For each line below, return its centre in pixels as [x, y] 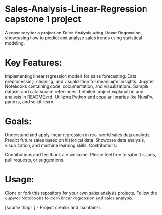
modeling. [15, 43]
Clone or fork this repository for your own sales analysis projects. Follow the [81, 193]
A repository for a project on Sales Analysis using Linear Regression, [73, 33]
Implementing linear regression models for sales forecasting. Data [71, 76]
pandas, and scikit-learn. [30, 102]
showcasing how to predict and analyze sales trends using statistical [73, 38]
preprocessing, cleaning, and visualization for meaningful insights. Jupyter [80, 81]
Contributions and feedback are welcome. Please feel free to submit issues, [81, 154]
